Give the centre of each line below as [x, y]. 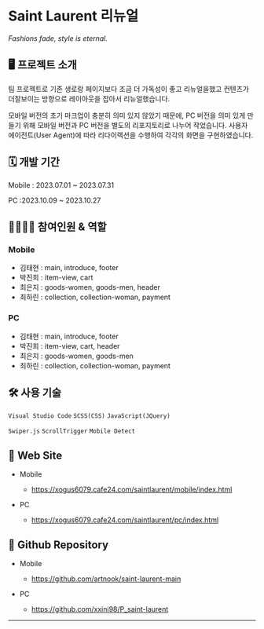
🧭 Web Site [35, 455]
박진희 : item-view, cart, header [70, 346]
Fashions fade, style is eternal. [58, 38]
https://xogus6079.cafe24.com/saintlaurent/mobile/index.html [132, 490]
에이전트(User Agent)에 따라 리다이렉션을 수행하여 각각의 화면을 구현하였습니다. [131, 135]
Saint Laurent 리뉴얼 [73, 16]
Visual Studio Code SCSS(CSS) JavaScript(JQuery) [90, 416]
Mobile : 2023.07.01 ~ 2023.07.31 [61, 185]
